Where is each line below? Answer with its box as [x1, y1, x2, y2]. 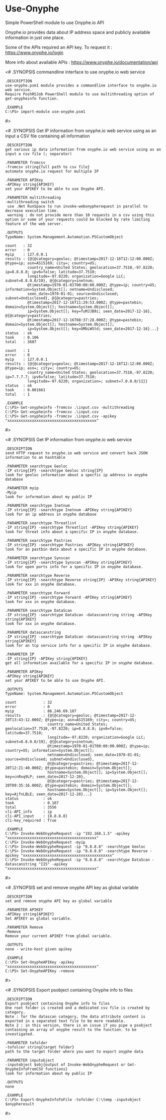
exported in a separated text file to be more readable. [5, 1018, 126, 1024]
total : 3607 [5, 339, 37, 344]
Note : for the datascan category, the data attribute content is [5, 1014, 146, 1019]
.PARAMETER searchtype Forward [5, 590, 70, 595]
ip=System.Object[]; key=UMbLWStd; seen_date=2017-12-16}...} [27, 326, 159, 331]
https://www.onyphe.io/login [5, 49, 64, 55]
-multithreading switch [5, 199, 55, 204]
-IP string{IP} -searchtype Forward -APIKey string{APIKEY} [5, 595, 133, 600]
